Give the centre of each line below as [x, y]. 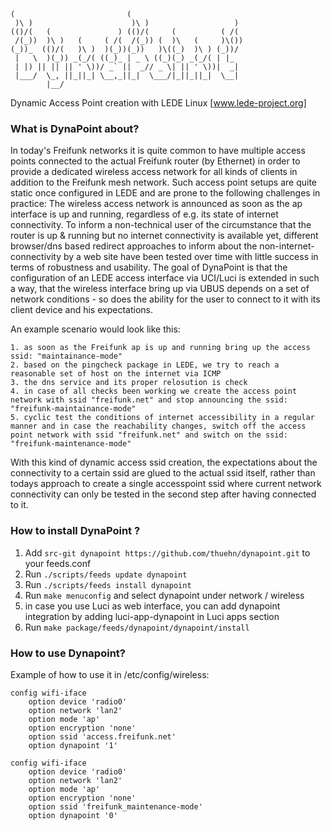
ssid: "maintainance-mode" [66, 356]
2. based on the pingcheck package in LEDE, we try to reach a [145, 365]
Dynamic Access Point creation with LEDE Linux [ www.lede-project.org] [158, 103]
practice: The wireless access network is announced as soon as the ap [156, 204]
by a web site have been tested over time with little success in [191, 257]
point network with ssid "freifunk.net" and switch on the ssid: [149, 435]
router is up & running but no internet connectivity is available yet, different [164, 236]
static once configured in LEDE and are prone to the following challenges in [165, 193]
